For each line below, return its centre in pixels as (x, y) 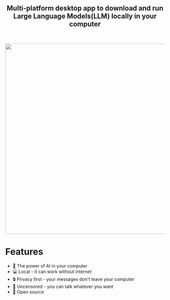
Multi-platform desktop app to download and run (85, 8)
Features (24, 252)
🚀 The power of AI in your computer (50, 265)
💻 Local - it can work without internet (52, 272)
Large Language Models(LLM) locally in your (85, 16)
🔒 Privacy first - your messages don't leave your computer (74, 279)
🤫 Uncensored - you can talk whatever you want (63, 286)
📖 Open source (28, 292)
